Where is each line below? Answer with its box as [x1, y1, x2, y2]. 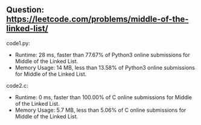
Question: [6, 5, 45, 15]
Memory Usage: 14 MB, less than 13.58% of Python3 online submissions [14, 64, 195, 71]
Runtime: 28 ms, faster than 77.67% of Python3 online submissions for [14, 51, 190, 58]
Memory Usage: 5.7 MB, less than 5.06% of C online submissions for [14, 106, 187, 114]
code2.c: [6, 82, 28, 89]
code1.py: [6, 39, 30, 47]
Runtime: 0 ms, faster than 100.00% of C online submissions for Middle [14, 93, 192, 101]
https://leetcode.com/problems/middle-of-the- [6, 14, 189, 25]
